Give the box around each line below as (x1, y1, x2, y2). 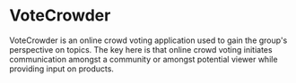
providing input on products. (9, 63, 115, 74)
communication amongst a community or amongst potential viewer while (9, 54, 278, 64)
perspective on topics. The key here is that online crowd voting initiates (9, 44, 273, 54)
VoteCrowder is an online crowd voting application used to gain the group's (9, 35, 288, 46)
